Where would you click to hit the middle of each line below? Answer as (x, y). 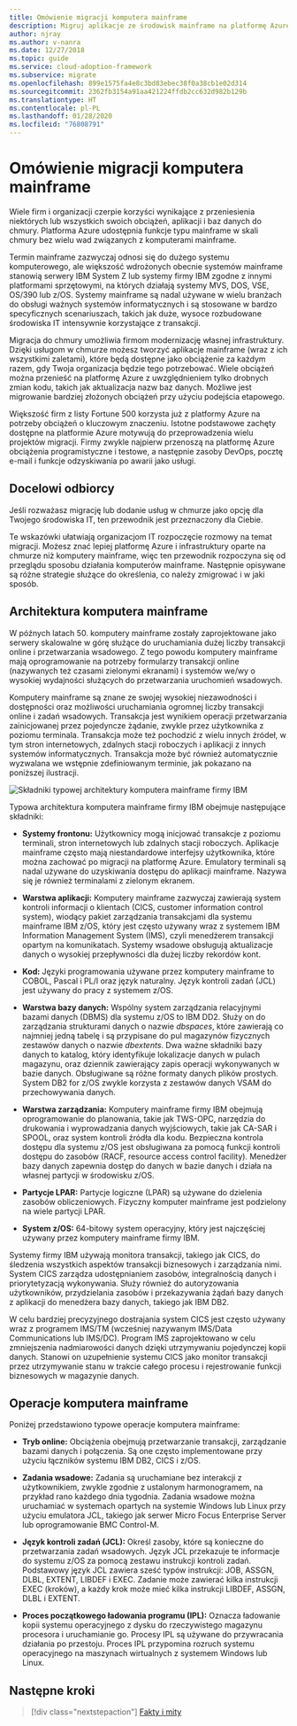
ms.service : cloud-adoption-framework (80, 67)
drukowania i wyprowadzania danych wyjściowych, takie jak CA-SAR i (149, 1128)
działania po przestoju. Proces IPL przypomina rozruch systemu (138, 1644)
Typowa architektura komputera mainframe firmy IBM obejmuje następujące (148, 806)
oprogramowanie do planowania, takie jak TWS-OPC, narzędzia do (144, 1118)
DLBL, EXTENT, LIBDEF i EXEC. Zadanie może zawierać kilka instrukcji (150, 1580)
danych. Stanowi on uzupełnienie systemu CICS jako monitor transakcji (138, 1357)
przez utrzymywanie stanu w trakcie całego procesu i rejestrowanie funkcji (145, 1366)
